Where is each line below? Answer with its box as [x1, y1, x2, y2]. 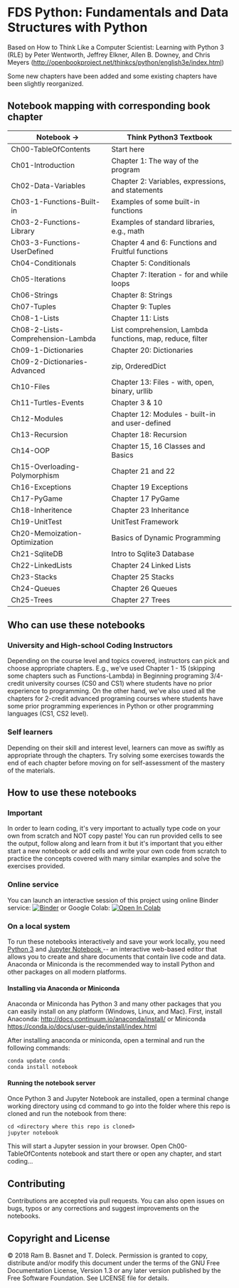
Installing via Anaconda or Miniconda [7, 984, 120, 992]
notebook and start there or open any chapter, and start [58, 1149, 222, 1158]
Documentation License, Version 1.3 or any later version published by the [7, 1267, 221, 1275]
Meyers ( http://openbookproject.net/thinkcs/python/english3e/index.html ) [7, 58, 224, 66]
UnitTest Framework [111, 516, 179, 526]
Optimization [11, 537, 54, 547]
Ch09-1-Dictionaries [11, 345, 84, 355]
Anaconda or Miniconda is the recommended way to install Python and [7, 960, 215, 969]
